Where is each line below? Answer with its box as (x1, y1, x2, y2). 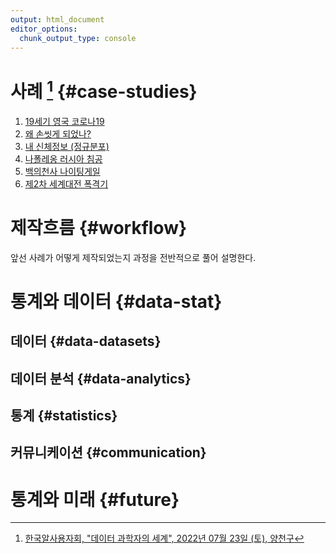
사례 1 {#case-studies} (10, 76, 198, 103)
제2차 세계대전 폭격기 (24, 177, 109, 190)
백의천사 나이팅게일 (24, 165, 101, 177)
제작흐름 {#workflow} (10, 216, 188, 239)
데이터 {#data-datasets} (10, 333, 162, 350)
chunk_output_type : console (19, 33, 137, 43)
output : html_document (10, 14, 105, 25)
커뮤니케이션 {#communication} (10, 444, 207, 461)
